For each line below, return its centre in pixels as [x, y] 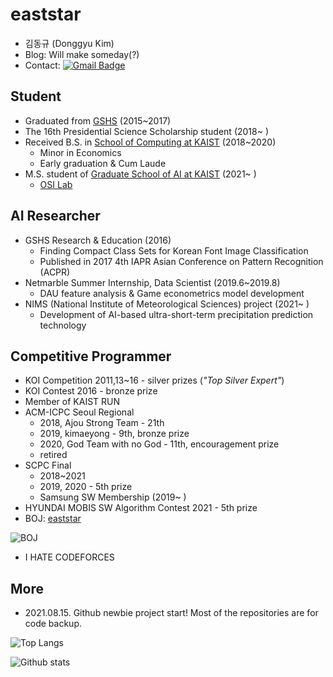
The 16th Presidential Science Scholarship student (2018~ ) [147, 131]
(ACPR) [55, 272]
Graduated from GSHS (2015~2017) [98, 120]
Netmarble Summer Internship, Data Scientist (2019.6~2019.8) [152, 282]
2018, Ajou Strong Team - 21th [102, 423]
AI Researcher [55, 216]
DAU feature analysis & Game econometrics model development [172, 293]
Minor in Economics [80, 152]
